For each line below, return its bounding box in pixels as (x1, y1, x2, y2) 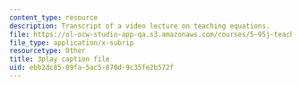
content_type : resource (9, 13, 99, 22)
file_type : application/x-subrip (9, 38, 134, 47)
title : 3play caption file (9, 55, 110, 64)
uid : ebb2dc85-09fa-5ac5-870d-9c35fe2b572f (9, 64, 175, 73)
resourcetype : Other (9, 47, 87, 56)
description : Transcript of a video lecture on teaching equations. (9, 21, 271, 30)
